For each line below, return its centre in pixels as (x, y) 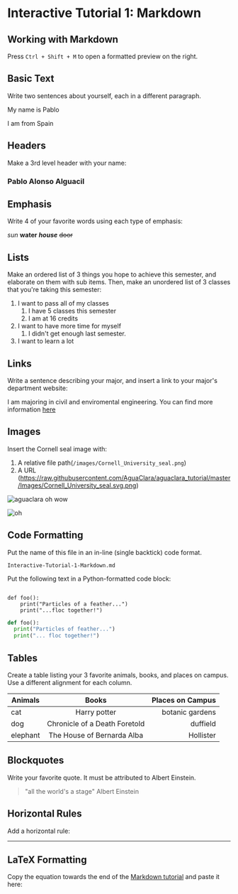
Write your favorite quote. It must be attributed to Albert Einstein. (102, 777)
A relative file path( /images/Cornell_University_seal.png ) (102, 463)
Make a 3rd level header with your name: (67, 163)
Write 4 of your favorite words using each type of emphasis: (95, 221)
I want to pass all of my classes (63, 303)
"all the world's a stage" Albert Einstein (82, 791)
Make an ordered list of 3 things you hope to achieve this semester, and (112, 274)
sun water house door (40, 235)
